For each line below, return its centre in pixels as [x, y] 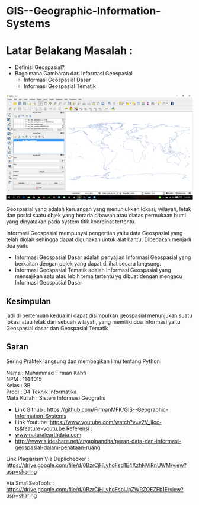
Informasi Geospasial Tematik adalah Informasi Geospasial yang [93, 270]
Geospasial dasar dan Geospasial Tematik [57, 328]
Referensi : [79, 428]
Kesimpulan [29, 301]
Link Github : [30, 409]
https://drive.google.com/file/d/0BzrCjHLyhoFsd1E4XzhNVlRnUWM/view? [96, 465]
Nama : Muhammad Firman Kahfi [46, 373]
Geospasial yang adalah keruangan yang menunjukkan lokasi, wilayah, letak [99, 209]
